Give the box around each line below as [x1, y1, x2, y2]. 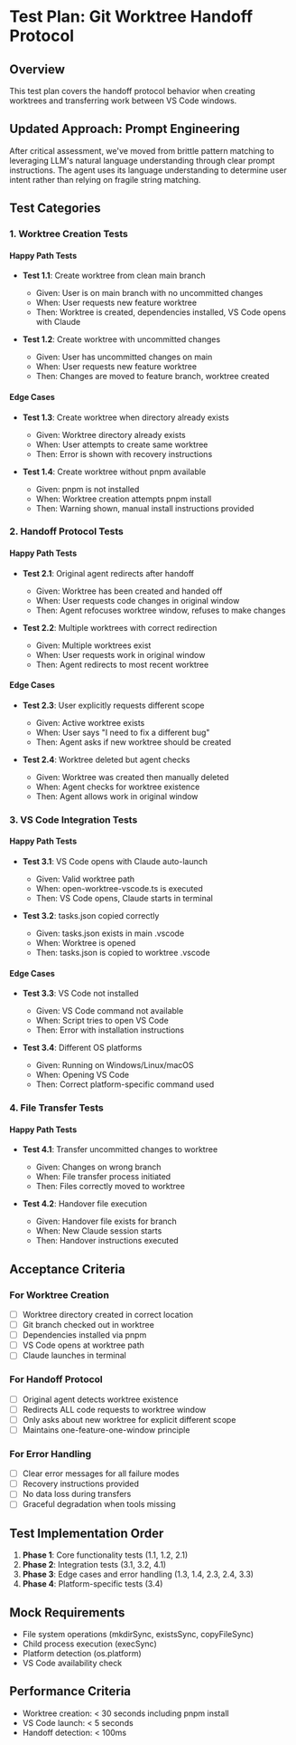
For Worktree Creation [9, 1288, 110, 1301]
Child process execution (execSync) [22, 1638, 158, 1649]
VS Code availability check [22, 1658, 123, 1669]
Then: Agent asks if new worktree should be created [35, 736, 232, 748]
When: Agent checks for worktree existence [35, 781, 200, 792]
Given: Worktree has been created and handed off [35, 586, 223, 596]
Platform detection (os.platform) [22, 1648, 142, 1659]
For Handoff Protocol [9, 1373, 104, 1386]
